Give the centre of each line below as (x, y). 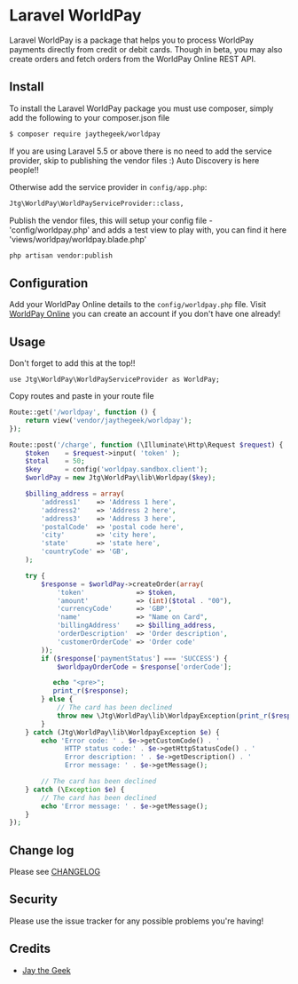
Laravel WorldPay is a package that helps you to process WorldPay (132, 40)
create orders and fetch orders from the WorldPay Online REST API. (133, 59)
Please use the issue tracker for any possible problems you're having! (137, 921)
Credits (30, 949)
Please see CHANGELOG (55, 872)
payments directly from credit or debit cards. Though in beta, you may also (146, 49)
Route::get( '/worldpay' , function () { (83, 412)
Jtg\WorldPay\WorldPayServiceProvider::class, (97, 203)
